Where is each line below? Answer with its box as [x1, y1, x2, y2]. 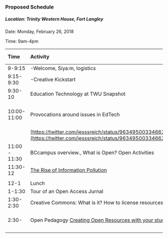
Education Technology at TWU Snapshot [30, 90, 126, 97]
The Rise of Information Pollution [30, 166, 107, 173]
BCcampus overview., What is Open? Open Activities [30, 149, 154, 156]
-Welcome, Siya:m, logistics [30, 64, 96, 71]
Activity [30, 53, 50, 60]
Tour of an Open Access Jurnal [30, 187, 103, 194]
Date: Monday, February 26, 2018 [5, 28, 74, 34]
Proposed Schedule [5, 3, 54, 10]
